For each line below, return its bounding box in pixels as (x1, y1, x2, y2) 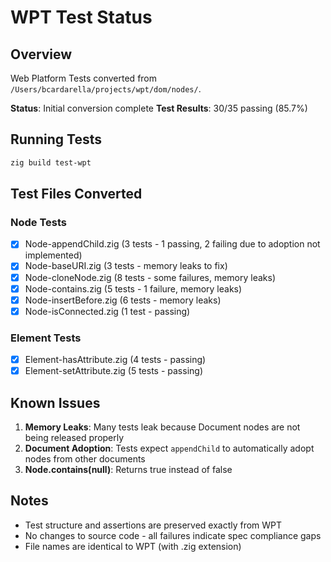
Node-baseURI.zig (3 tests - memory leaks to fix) (24, 260, 228, 272)
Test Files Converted (10, 186, 143, 203)
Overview (10, 46, 73, 63)
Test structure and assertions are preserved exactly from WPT (24, 519, 283, 531)
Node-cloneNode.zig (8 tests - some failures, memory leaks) (24, 271, 277, 283)
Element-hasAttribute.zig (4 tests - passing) (24, 354, 207, 366)
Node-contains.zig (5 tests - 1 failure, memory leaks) (24, 282, 243, 295)
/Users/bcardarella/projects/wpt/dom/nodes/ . (10, 83, 202, 95)
